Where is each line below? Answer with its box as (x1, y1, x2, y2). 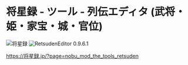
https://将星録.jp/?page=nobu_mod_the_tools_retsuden (6, 52, 139, 59)
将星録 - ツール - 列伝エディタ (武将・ (6, 5, 186, 19)
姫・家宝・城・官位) (6, 20, 103, 33)
